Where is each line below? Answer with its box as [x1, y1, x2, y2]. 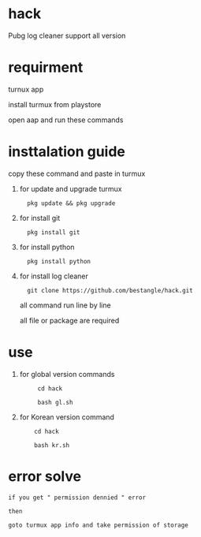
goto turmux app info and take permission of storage [8, 521, 189, 529]
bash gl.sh [37, 398, 73, 406]
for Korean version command [19, 412, 114, 422]
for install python [19, 242, 75, 252]
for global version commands [19, 369, 115, 379]
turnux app [8, 84, 44, 94]
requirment [8, 58, 84, 76]
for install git [19, 213, 61, 222]
